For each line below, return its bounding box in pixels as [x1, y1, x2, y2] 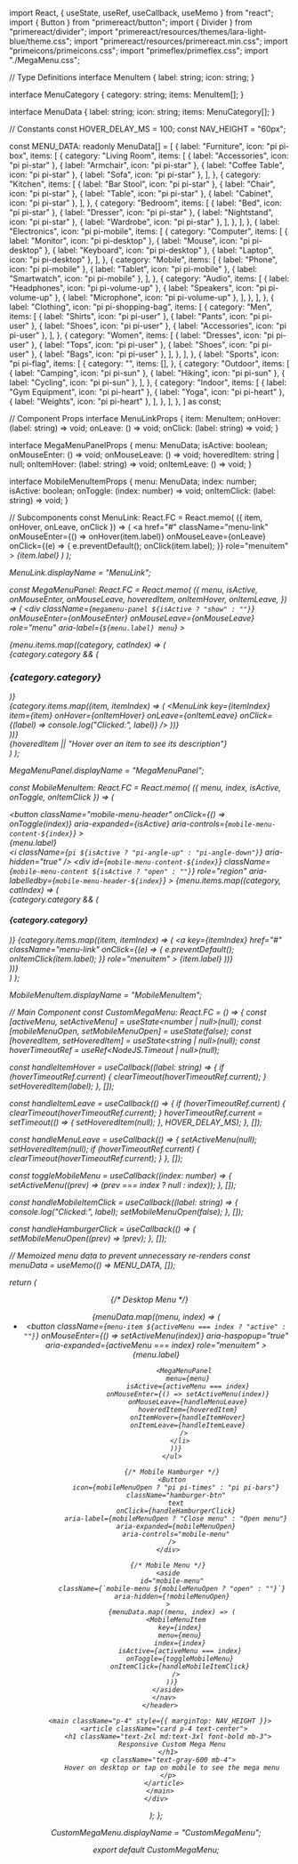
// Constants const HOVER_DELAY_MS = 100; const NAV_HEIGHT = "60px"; [9, 124, 286, 134]
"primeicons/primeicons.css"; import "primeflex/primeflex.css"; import [9, 45, 269, 56]
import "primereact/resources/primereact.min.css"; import [74, 36, 288, 46]
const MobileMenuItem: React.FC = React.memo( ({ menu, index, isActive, [9, 783, 282, 793]
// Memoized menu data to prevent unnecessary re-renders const [9, 1249, 251, 1261]
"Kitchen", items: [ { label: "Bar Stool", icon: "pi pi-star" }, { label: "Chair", [9, 179, 276, 189]
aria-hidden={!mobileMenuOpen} [114, 1592, 230, 1601]
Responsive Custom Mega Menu [117, 1739, 227, 1748]
